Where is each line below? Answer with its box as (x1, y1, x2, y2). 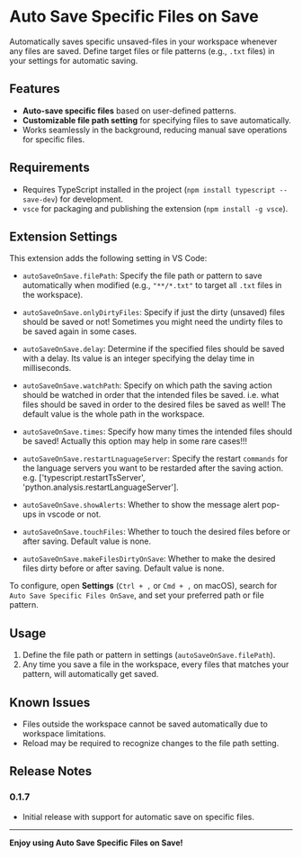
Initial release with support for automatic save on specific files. (22, 811, 254, 822)
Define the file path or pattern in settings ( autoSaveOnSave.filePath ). (22, 650, 276, 661)
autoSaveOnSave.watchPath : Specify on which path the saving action (22, 380, 272, 391)
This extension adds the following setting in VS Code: (9, 253, 208, 264)
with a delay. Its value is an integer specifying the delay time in (22, 353, 254, 364)
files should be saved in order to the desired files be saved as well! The (22, 399, 286, 410)
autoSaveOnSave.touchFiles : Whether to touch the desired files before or (22, 527, 290, 537)
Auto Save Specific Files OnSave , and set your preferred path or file (9, 590, 265, 600)
